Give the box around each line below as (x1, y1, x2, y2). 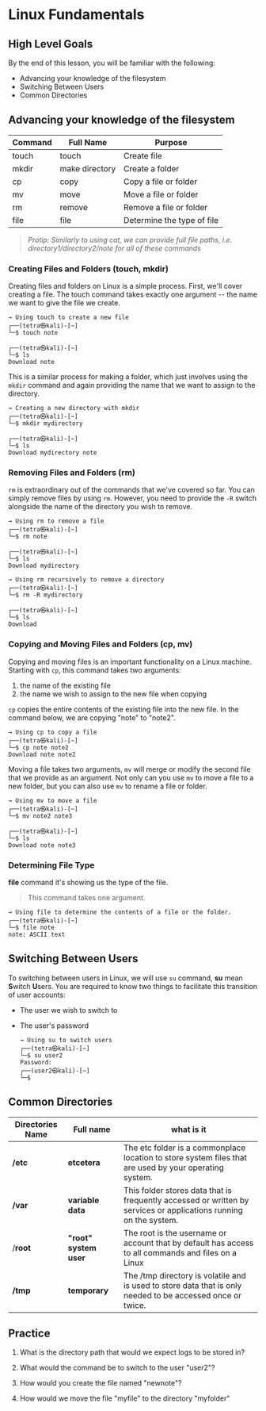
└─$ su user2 (19, 1051, 63, 1060)
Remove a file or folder (123, 201, 208, 213)
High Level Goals (8, 37, 93, 51)
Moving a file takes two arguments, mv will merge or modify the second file (8, 764, 251, 774)
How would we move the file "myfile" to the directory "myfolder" (19, 1394, 230, 1403)
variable (67, 1194, 100, 1206)
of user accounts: (8, 990, 66, 999)
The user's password (19, 1021, 89, 1030)
